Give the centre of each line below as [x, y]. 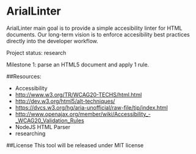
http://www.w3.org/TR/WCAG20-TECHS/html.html [78, 94]
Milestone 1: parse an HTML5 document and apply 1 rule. [78, 65]
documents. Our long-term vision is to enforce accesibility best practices [98, 34]
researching [30, 133]
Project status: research [36, 52]
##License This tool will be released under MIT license [75, 145]
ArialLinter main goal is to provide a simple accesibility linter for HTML [94, 28]
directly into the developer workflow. [53, 41]
